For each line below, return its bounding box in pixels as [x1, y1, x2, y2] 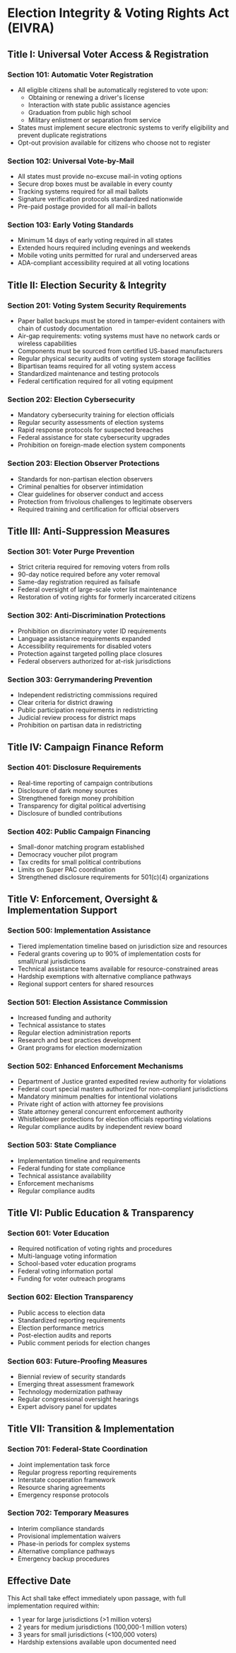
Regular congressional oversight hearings [17, 1395, 139, 1403]
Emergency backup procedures [17, 1554, 110, 1563]
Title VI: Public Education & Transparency [7, 1207, 194, 1219]
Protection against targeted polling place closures [17, 649, 163, 657]
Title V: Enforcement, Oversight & [7, 894, 158, 906]
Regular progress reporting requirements [17, 1468, 137, 1476]
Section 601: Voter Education [7, 1228, 110, 1238]
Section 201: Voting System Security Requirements [7, 300, 187, 310]
